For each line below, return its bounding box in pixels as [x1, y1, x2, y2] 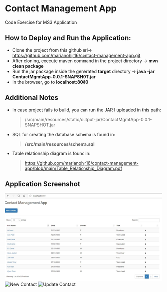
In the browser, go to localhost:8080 [12, 79, 89, 85]
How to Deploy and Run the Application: [5, 34, 131, 42]
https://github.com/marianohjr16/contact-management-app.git [12, 52, 141, 58]
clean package [12, 63, 44, 69]
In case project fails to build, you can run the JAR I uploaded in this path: [12, 107, 161, 113]
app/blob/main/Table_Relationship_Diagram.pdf [24, 165, 123, 171]
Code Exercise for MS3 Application [5, 19, 77, 25]
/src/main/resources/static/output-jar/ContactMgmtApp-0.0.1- [24, 116, 152, 122]
